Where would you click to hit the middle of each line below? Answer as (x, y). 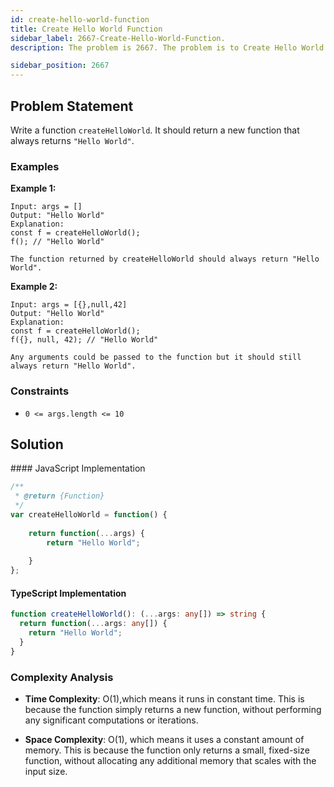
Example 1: (33, 188)
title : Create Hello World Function (86, 29)
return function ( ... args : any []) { (93, 624)
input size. (46, 771)
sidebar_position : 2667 (60, 66)
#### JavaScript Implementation (78, 468)
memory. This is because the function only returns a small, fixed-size (167, 750)
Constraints (40, 391)
